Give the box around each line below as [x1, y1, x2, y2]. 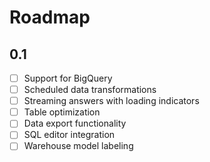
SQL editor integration [23, 129, 116, 141]
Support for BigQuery [23, 72, 113, 84]
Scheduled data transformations [23, 84, 157, 96]
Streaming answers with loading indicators [23, 95, 200, 107]
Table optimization [23, 106, 101, 118]
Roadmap [9, 6, 91, 29]
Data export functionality [23, 117, 127, 130]
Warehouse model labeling [23, 140, 134, 152]
